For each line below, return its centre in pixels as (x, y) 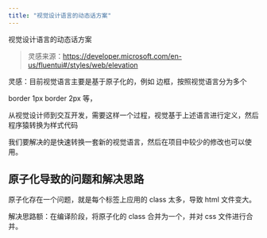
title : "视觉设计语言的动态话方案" (60, 15)
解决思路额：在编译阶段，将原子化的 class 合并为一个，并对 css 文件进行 (127, 217)
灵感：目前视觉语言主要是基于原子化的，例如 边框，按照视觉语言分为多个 (128, 81)
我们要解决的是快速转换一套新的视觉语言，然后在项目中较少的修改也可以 (126, 142)
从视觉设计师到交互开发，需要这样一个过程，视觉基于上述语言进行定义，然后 (133, 115)
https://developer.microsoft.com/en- (122, 56)
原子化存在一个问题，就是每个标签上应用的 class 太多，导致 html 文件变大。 (132, 200)
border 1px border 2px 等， (52, 98)
